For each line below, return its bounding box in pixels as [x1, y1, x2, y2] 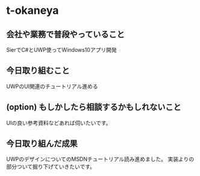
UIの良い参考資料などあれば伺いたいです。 [6, 119, 111, 127]
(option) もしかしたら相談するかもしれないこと [6, 102, 182, 112]
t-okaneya [6, 4, 59, 17]
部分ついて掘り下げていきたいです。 [6, 163, 95, 171]
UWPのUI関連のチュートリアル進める [6, 83, 98, 90]
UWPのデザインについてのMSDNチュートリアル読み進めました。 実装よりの [6, 156, 195, 163]
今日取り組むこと [6, 66, 70, 76]
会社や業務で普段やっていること [6, 29, 125, 39]
